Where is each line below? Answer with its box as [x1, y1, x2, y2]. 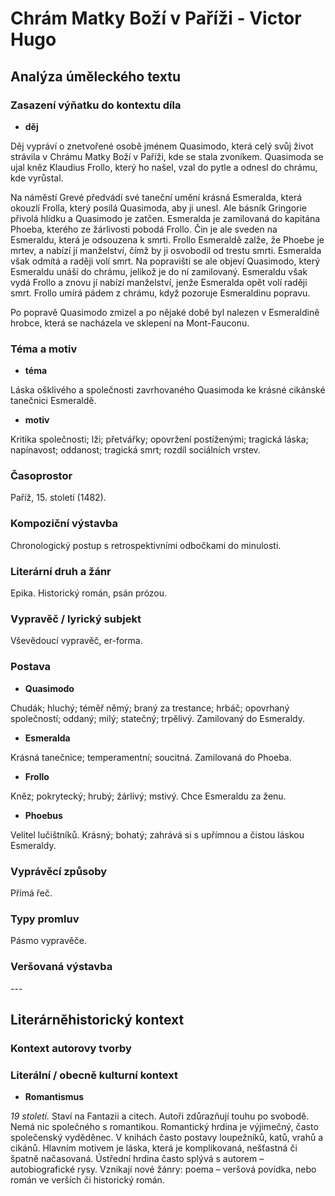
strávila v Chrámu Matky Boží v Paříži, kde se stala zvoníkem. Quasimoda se [10, 150, 324, 162]
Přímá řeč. [10, 887, 53, 899]
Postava [10, 660, 52, 674]
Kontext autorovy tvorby [10, 1041, 132, 1055]
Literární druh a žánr [10, 564, 112, 578]
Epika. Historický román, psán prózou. [10, 587, 168, 599]
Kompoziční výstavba [10, 517, 118, 531]
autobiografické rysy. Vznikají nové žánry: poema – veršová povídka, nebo [10, 1163, 317, 1176]
